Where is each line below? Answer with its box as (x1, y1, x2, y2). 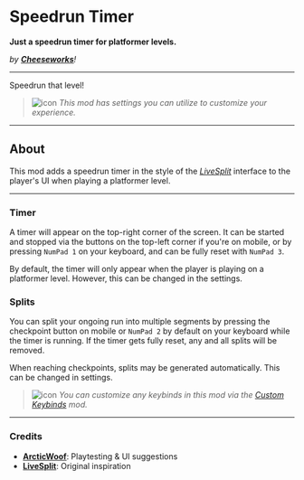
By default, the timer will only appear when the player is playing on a (9, 264, 264, 275)
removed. (9, 345, 45, 356)
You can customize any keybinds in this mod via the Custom (58, 390, 285, 400)
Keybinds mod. (31, 400, 88, 410)
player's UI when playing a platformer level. (9, 174, 171, 186)
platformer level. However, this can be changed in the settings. (9, 273, 242, 284)
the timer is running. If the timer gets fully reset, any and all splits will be (9, 335, 278, 346)
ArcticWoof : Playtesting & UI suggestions (22, 450, 178, 462)
